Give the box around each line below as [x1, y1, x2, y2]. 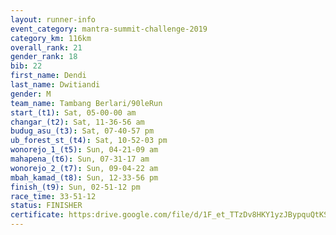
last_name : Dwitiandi [10, 80, 101, 90]
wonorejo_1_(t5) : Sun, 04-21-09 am [10, 145, 159, 155]
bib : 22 [10, 61, 43, 71]
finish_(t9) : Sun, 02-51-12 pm [10, 182, 141, 192]
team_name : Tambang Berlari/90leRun [10, 98, 163, 108]
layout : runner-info [10, 14, 97, 25]
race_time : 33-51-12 [10, 191, 97, 201]
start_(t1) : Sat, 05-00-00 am [10, 107, 137, 118]
